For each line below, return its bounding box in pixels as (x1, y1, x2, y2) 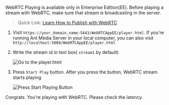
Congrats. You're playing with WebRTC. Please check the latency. (5, 94, 143, 100)
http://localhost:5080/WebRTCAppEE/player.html (12, 40, 116, 45)
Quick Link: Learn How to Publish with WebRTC (17, 20, 118, 25)
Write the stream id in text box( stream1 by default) (12, 49, 119, 55)
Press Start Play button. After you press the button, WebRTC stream (12, 69, 158, 75)
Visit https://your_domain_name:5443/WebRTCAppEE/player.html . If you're (12, 30, 164, 35)
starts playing (12, 74, 42, 81)
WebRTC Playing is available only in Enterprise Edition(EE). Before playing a (5, 5, 164, 10)
